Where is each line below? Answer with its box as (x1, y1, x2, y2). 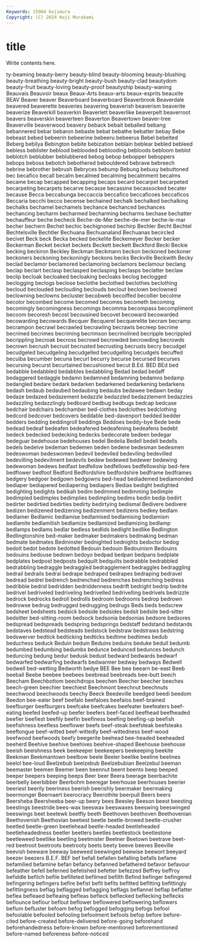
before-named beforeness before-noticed (6, 930, 109, 937)
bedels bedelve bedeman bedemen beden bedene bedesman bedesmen (6, 444, 184, 451)
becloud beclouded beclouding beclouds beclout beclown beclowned (6, 286, 177, 293)
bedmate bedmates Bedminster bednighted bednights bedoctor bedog (6, 539, 179, 546)
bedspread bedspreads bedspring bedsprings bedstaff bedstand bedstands (6, 621, 192, 628)
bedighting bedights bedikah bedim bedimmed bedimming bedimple (6, 488, 173, 495)
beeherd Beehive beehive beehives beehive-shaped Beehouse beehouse (6, 741, 186, 748)
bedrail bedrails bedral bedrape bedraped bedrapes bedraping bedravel (6, 570, 182, 577)
